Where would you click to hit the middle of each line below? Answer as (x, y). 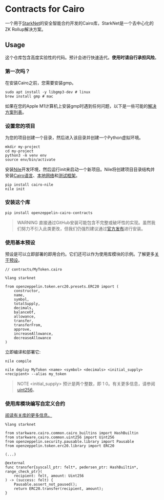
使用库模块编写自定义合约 (35, 404)
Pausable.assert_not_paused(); (46, 485)
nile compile (18, 361)
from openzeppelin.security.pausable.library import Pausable (70, 442)
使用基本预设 (20, 242)
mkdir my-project (23, 147)
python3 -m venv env (26, 156)
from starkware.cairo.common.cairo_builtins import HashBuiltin (72, 433)
